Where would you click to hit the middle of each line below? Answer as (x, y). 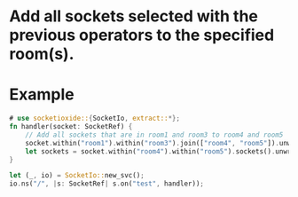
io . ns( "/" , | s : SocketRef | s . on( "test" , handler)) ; (106, 184)
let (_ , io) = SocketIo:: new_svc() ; (77, 176)
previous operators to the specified (142, 35)
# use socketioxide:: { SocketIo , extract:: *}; (94, 118)
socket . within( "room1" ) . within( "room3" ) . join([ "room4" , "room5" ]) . (152, 143)
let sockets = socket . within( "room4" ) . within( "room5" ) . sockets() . (150, 151)
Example (42, 95)
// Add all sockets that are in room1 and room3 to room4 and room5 (154, 135)
